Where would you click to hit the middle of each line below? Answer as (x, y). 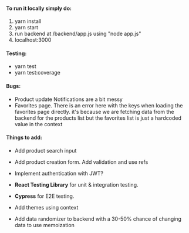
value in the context (38, 124)
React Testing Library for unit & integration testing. (76, 184)
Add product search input (45, 150)
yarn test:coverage (37, 73)
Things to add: (24, 137)
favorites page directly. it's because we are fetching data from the (94, 112)
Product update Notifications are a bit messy (69, 99)
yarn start (26, 28)
